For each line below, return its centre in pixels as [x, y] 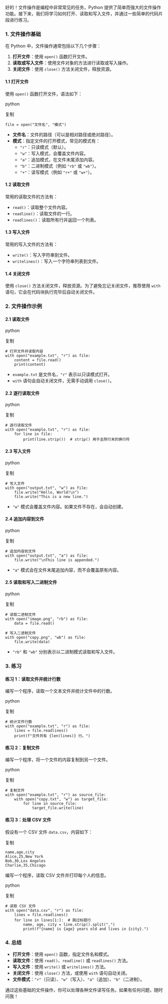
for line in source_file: [50, 804]
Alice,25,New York [24, 857]
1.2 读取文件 [17, 185]
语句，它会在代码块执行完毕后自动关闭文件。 [51, 292]
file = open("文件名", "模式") [36, 124]
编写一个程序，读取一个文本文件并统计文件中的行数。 [60, 691]
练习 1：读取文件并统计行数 [33, 679]
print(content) [30, 365]
